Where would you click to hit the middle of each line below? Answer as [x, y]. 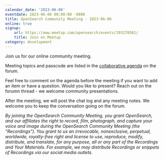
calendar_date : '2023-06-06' [35, 10]
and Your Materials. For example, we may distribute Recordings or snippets [82, 147]
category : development [28, 42]
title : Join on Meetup [37, 38]
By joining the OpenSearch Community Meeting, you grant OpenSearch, [79, 115]
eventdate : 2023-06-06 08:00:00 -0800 [45, 14]
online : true [19, 24]
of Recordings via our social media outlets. [49, 152]
